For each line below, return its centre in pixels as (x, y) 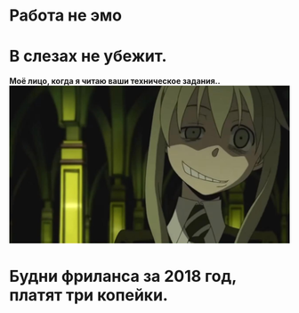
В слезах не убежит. (88, 57)
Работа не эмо (66, 16)
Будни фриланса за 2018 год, (123, 276)
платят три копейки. (89, 296)
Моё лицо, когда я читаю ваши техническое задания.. (115, 81)
